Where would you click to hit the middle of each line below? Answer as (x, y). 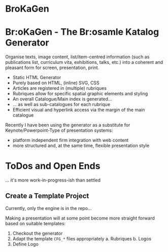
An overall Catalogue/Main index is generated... (62, 99)
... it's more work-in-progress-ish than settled (53, 180)
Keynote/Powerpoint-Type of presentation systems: (59, 130)
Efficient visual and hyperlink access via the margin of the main (79, 110)
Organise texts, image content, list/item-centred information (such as (77, 57)
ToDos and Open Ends (53, 166)
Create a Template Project (47, 196)
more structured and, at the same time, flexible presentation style (81, 146)
